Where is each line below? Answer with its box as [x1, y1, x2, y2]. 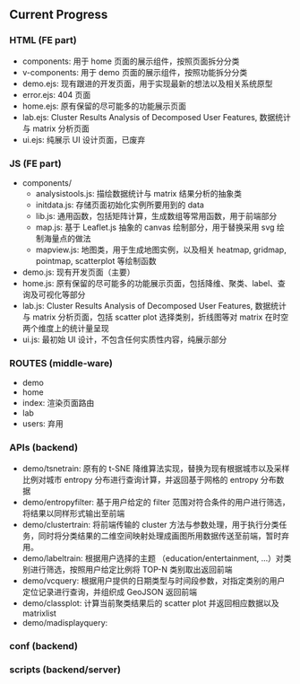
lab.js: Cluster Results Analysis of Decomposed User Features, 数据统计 [21, 300, 287, 311]
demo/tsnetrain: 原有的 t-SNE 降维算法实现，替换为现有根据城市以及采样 [21, 462, 290, 474]
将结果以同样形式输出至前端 [21, 507, 125, 519]
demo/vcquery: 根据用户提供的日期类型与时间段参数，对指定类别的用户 [21, 574, 286, 586]
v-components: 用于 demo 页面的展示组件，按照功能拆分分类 [21, 66, 248, 77]
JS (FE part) [9, 157, 62, 170]
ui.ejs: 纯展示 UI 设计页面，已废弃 [21, 134, 146, 145]
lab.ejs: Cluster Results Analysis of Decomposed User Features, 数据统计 [21, 111, 291, 122]
